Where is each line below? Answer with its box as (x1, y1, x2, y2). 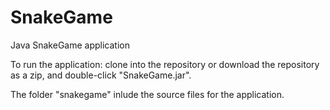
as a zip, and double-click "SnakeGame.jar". (10, 69, 192, 81)
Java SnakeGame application (10, 39, 130, 51)
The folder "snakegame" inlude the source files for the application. (10, 88, 285, 100)
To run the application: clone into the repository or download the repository (10, 58, 320, 70)
